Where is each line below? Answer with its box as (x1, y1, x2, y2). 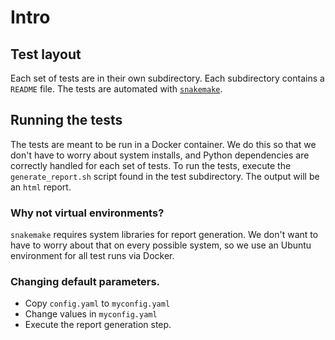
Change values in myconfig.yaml (24, 308, 158, 320)
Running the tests (10, 112, 123, 129)
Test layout (10, 46, 82, 63)
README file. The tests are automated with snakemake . (10, 83, 223, 95)
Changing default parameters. (10, 275, 161, 289)
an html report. (10, 181, 72, 193)
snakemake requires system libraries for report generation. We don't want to (10, 229, 319, 241)
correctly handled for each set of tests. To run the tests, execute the (10, 159, 292, 171)
